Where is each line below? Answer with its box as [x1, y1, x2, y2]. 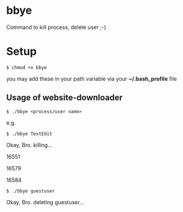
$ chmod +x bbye [6, 64, 47, 70]
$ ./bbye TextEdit [6, 131, 52, 137]
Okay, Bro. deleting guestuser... [6, 198, 84, 205]
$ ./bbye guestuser [6, 188, 55, 194]
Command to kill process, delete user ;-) [6, 23, 107, 31]
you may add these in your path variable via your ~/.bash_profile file [6, 75, 178, 82]
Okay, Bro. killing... [6, 141, 53, 148]
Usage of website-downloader [6, 93, 123, 103]
